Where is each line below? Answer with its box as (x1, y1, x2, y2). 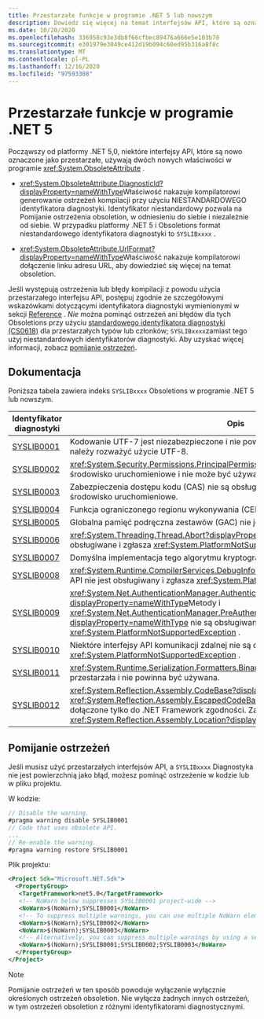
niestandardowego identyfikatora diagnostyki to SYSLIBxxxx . (19, 229, 216, 238)
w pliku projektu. (8, 779, 62, 789)
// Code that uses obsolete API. (8, 823, 118, 832)
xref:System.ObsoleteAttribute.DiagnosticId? (19, 178, 163, 188)
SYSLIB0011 (12, 668, 60, 679)
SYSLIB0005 (12, 517, 60, 528)
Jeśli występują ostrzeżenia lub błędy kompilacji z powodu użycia (8, 284, 222, 293)
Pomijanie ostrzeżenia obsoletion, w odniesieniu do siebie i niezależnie (19, 212, 249, 221)
